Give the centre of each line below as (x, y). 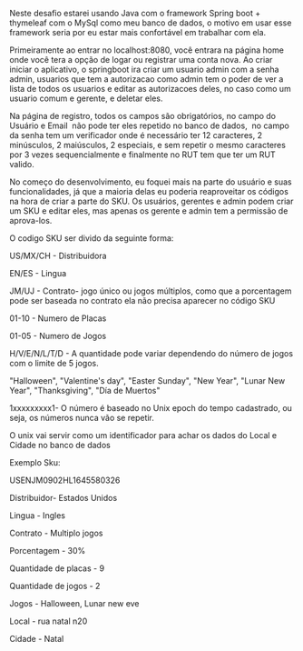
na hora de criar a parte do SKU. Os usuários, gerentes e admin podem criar (151, 201)
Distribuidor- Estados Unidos (64, 498)
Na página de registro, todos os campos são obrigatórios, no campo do (143, 116)
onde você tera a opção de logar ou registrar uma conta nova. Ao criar (141, 60)
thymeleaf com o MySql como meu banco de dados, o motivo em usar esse (151, 23)
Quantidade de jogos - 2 (55, 586)
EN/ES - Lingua (38, 273)
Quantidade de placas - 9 (57, 568)
